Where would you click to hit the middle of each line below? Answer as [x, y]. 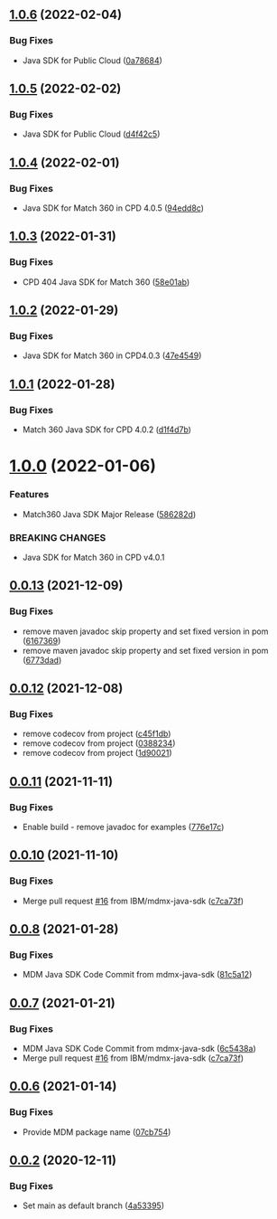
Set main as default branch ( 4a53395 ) [93, 1205]
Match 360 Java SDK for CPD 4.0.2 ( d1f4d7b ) [107, 430]
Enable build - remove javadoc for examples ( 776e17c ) [123, 827]
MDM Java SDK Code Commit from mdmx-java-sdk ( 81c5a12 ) [137, 975]
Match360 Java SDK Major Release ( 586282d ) [109, 514]
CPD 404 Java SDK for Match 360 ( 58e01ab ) [106, 282]
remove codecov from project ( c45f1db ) [97, 734]
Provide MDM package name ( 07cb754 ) [97, 1132]
